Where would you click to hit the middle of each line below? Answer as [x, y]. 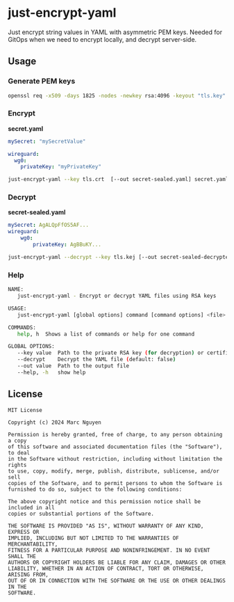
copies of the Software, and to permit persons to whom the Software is [115, 483]
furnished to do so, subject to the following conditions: [95, 489]
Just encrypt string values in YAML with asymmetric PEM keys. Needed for [115, 32]
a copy [17, 441]
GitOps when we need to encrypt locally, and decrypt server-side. [102, 39]
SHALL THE [22, 556]
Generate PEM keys [42, 81]
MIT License [25, 410]
